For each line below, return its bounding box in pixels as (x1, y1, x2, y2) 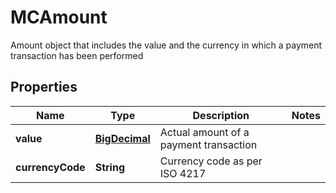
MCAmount (10, 6, 108, 29)
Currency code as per (159, 154, 263, 168)
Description (192, 108, 250, 122)
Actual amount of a (159, 125, 250, 139)
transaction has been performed (10, 49, 144, 61)
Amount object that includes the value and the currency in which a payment (10, 39, 323, 51)
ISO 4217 (159, 166, 207, 180)
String (94, 160, 125, 174)
